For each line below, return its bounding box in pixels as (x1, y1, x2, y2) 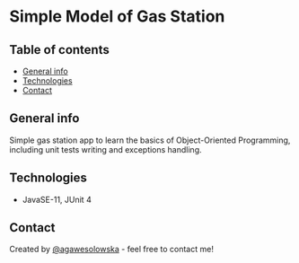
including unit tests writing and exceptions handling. (9, 144, 202, 154)
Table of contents (9, 42, 110, 57)
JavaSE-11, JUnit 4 (22, 194, 92, 205)
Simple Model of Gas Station (9, 6, 225, 27)
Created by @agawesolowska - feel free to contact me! (9, 244, 214, 255)
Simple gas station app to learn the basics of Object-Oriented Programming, (9, 135, 291, 145)
